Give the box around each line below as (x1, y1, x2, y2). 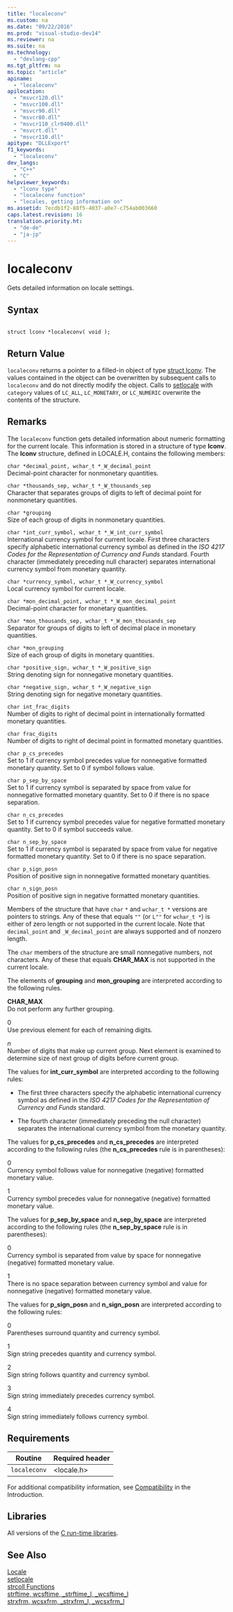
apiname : (7, 75, 33, 82)
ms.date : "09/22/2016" (7, 23, 73, 30)
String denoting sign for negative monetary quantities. (7, 690, 163, 698)
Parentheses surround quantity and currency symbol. (7, 1328, 160, 1336)
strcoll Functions (7, 1583, 55, 1591)
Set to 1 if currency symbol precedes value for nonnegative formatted (7, 756, 207, 764)
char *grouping (7, 509, 52, 516)
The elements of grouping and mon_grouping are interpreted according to (7, 976, 223, 984)
